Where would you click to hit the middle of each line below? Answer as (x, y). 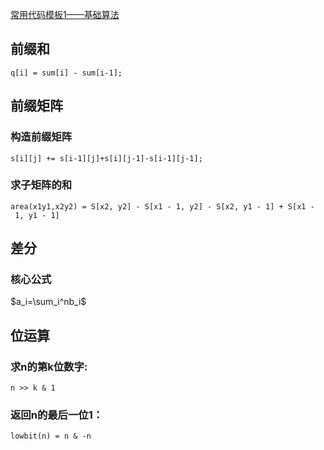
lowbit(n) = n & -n (51, 436)
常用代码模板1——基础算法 (65, 14)
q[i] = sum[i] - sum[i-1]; (66, 73)
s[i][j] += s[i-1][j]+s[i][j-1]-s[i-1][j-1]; (106, 158)
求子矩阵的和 (41, 185)
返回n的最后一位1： (57, 415)
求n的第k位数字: (49, 366)
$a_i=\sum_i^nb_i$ (48, 302)
